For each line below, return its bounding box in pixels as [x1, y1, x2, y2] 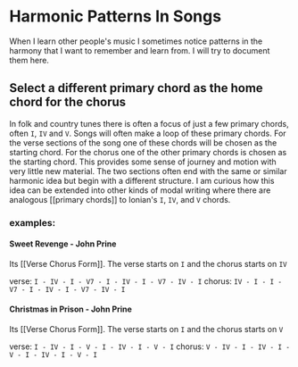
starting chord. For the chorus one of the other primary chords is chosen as [9, 146, 287, 157]
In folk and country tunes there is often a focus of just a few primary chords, [9, 118, 290, 129]
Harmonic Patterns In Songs [9, 6, 221, 27]
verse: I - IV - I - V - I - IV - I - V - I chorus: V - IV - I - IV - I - [9, 341, 290, 352]
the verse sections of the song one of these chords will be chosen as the [9, 137, 277, 148]
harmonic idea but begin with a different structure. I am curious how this [9, 175, 275, 186]
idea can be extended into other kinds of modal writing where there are [9, 185, 271, 196]
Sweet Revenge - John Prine [9, 238, 117, 249]
